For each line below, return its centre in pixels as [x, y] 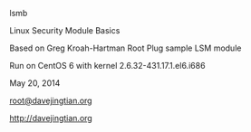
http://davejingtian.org [51, 118]
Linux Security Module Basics [65, 30]
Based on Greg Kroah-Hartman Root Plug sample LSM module [125, 48]
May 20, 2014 [35, 83]
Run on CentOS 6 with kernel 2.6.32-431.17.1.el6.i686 [107, 66]
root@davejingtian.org [51, 100]
